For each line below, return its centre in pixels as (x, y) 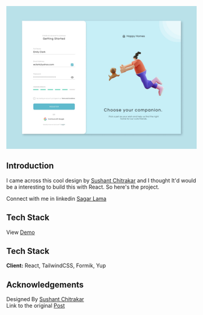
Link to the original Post (36, 306)
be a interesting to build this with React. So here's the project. (83, 187)
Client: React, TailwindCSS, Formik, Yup (56, 265)
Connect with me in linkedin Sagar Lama (56, 198)
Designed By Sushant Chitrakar (45, 299)
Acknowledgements (45, 284)
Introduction (30, 166)
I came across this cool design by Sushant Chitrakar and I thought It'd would (101, 180)
